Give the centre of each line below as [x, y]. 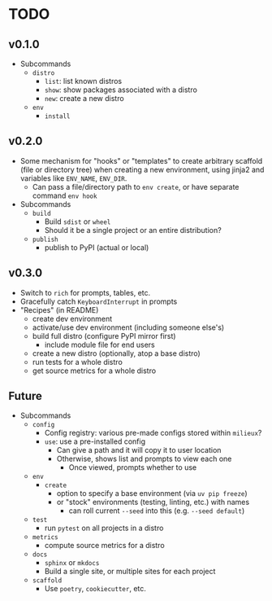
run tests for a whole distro [78, 362]
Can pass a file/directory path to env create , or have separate [136, 186]
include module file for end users [100, 344]
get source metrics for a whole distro [94, 371]
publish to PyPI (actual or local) [97, 247]
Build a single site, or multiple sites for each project [130, 572]
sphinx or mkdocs [72, 563]
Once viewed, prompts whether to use [133, 467]
